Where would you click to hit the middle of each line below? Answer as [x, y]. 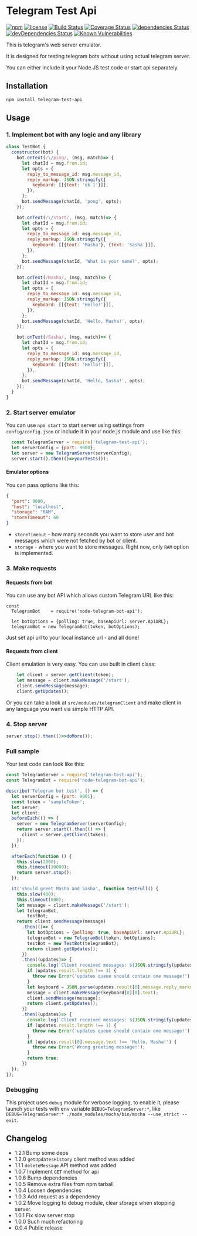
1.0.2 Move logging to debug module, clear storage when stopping [95, 1202]
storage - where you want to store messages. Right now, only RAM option [102, 547]
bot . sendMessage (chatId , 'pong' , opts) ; [72, 202]
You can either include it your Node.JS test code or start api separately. [92, 67]
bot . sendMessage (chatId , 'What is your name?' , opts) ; [90, 261]
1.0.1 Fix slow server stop [45, 1215]
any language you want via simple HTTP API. [60, 709]
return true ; [43, 1058]
